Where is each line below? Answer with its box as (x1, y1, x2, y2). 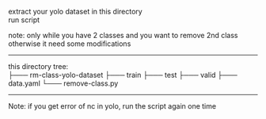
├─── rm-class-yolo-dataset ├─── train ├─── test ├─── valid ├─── (8, 71, 237, 79)
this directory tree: (8, 62, 69, 71)
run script (8, 15, 40, 25)
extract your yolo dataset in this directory (8, 7, 142, 16)
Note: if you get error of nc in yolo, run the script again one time (8, 102, 216, 110)
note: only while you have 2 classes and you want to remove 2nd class (8, 31, 238, 40)
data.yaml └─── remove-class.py (8, 79, 119, 88)
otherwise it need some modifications (8, 39, 131, 48)
